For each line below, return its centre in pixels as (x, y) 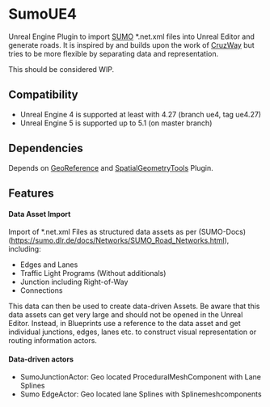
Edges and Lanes (49, 265)
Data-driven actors (41, 359)
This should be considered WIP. (61, 69)
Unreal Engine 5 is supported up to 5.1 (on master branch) (116, 123)
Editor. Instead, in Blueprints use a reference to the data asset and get (124, 324)
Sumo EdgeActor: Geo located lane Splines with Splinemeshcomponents (141, 394)
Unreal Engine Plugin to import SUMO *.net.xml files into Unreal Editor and (131, 36)
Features (31, 193)
